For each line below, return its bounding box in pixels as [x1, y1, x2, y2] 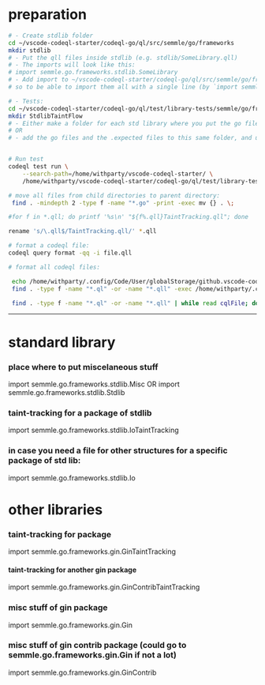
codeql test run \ [8, 163, 69, 171]
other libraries [8, 500, 103, 518]
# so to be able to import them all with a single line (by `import [8, 83, 238, 92]
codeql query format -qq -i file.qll [8, 249, 132, 258]
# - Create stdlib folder [8, 32, 93, 40]
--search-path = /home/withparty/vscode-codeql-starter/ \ [22, 170, 214, 178]
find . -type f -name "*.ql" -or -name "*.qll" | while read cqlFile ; [11, 299, 249, 307]
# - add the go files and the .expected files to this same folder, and [8, 134, 252, 142]
